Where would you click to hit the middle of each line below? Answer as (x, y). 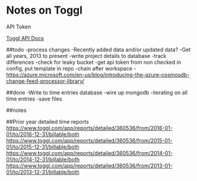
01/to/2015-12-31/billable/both (43, 147)
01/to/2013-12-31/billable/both (43, 172)
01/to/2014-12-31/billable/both (43, 159)
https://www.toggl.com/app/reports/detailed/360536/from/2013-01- (90, 166)
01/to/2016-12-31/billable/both (43, 134)
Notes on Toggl (45, 10)
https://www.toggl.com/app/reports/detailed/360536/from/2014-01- (90, 153)
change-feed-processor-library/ (45, 81)
